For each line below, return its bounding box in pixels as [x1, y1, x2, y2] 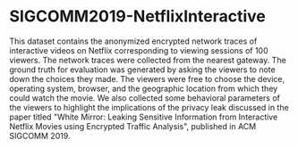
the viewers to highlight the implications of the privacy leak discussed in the [9, 102, 289, 112]
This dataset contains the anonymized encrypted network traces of [9, 36, 258, 46]
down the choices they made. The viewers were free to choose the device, [9, 73, 285, 84]
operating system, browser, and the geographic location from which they [9, 83, 278, 94]
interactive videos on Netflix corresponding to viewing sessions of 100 [9, 45, 268, 55]
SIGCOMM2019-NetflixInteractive [9, 6, 266, 27]
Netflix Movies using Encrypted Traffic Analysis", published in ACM [9, 120, 257, 131]
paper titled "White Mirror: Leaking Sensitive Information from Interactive [9, 111, 278, 122]
